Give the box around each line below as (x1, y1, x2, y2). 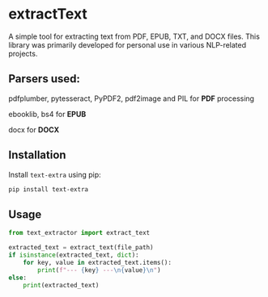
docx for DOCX (8, 124, 59, 134)
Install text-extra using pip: (8, 169, 101, 179)
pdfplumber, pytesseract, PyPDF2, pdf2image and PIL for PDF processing (8, 94, 255, 103)
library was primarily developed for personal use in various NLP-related (8, 40, 247, 49)
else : (8, 274, 27, 282)
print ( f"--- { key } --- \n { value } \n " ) (37, 266, 161, 274)
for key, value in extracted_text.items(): (23, 258, 172, 266)
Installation (8, 148, 66, 162)
